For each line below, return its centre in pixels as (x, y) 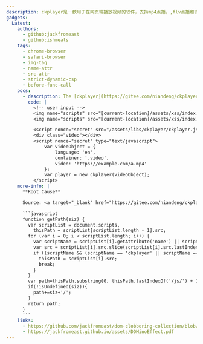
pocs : (24, 91)
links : (25, 321)
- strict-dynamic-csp (50, 79)
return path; (44, 303)
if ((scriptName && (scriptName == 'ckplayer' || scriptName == (116, 253)
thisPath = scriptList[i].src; (78, 259)
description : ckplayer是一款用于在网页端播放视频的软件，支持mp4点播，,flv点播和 (100, 12)
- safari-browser (44, 57)
